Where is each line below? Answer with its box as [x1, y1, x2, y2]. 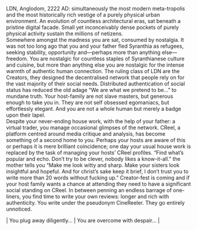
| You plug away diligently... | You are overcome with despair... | [6, 217, 160, 224]
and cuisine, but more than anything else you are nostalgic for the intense [6, 61, 185, 68]
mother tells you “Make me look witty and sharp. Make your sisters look [6, 162, 180, 169]
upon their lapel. [6, 111, 46, 119]
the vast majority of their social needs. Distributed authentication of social [6, 80, 185, 87]
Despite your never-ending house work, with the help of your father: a [6, 118, 175, 124]
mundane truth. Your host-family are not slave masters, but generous [6, 93, 173, 100]
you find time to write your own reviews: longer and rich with [22, 193, 169, 200]
